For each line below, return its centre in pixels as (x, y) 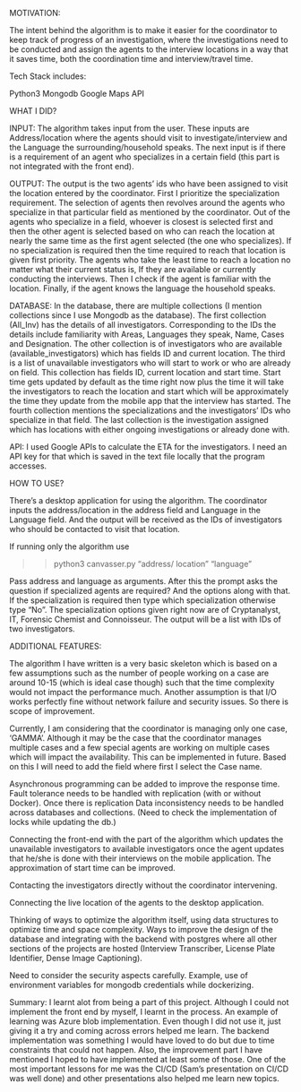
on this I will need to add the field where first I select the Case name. (136, 766)
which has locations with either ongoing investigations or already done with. (150, 430)
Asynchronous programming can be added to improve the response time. (145, 784)
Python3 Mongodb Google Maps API (77, 94)
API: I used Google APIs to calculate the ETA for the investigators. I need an (148, 447)
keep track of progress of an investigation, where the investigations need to (149, 40)
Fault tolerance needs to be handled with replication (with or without (135, 793)
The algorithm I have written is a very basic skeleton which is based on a (143, 663)
